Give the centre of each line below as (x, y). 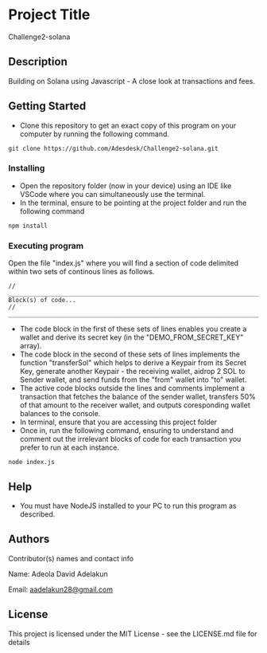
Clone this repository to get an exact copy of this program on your (128, 125)
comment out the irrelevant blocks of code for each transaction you (130, 439)
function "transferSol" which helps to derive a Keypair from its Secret (133, 363)
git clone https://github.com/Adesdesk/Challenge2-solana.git (113, 148)
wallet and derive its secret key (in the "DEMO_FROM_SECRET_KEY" (132, 337)
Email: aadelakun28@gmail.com (61, 589)
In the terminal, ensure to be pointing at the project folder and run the (133, 203)
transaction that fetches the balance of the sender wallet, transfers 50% (137, 397)
